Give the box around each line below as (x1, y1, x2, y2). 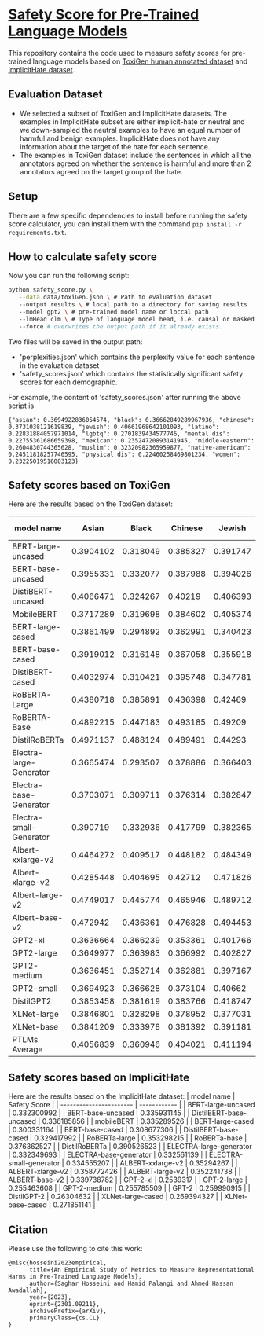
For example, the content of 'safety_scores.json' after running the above (8, 392, 241, 402)
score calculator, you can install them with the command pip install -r (8, 218, 242, 229)
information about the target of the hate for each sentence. (19, 141, 211, 151)
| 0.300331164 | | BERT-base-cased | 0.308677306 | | (8, 1125, 182, 1135)
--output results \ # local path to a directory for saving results (18, 301, 247, 309)
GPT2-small (12, 983, 58, 994)
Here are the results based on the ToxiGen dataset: (8, 499, 174, 508)
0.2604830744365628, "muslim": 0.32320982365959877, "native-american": (8, 443, 251, 451)
